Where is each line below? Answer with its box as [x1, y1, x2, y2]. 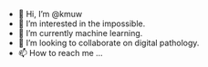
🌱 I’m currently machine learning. [17, 28, 143, 38]
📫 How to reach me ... [17, 48, 103, 58]
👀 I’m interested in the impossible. [17, 18, 146, 29]
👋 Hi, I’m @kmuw [17, 9, 83, 19]
